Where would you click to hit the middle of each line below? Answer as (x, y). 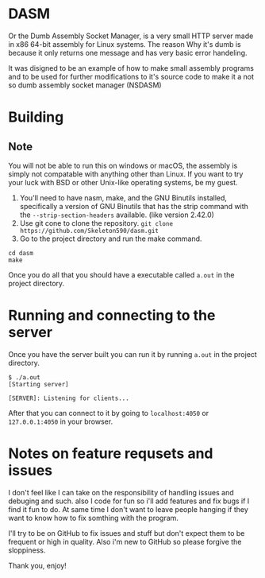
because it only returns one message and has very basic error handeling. (128, 52)
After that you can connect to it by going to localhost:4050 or (109, 413)
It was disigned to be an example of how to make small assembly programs (131, 68)
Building (36, 117)
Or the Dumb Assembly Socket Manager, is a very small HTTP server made (131, 36)
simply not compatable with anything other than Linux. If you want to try (126, 174)
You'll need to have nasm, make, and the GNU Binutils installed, (123, 198)
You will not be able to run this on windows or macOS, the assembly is (123, 165)
